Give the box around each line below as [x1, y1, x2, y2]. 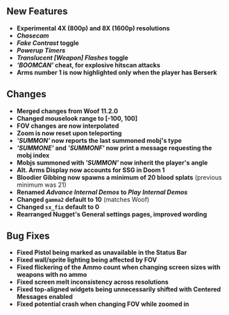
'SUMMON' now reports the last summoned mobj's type [16, 136, 182, 144]
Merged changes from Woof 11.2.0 [16, 107, 119, 115]
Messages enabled [16, 293, 74, 301]
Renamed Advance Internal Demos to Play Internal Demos [16, 187, 188, 196]
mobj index [16, 151, 50, 159]
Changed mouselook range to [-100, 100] [16, 114, 138, 122]
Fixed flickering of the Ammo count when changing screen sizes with [16, 263, 221, 271]
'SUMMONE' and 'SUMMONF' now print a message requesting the [16, 144, 212, 152]
